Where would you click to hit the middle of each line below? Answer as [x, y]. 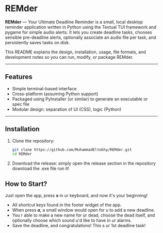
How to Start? [26, 184]
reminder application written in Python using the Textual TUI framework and [81, 27]
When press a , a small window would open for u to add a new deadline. [83, 210]
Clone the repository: [33, 141]
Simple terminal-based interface [44, 88]
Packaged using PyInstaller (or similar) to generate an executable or [80, 99]
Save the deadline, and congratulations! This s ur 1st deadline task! [79, 226]
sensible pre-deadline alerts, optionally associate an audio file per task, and [81, 37]
